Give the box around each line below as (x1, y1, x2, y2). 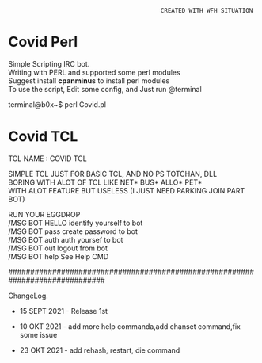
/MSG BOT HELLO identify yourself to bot (8, 218, 143, 227)
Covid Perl (8, 33, 78, 51)
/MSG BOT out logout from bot (8, 243, 108, 253)
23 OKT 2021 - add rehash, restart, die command (19, 345, 180, 355)
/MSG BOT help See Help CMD (8, 251, 109, 261)
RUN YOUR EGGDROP (8, 209, 81, 219)
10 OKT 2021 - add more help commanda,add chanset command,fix (19, 321, 241, 331)
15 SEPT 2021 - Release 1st (19, 306, 108, 315)
